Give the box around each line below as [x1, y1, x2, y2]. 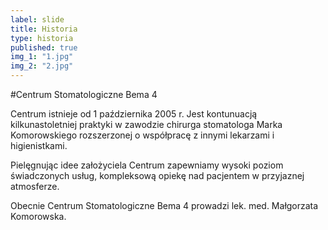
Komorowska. [10, 211, 67, 222]
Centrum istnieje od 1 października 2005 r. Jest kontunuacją [10, 108, 258, 120]
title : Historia [10, 24, 78, 34]
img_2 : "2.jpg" [10, 61, 74, 71]
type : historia [10, 33, 74, 43]
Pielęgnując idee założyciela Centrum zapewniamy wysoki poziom [10, 159, 284, 171]
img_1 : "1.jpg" [10, 52, 74, 62]
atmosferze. [10, 181, 60, 192]
